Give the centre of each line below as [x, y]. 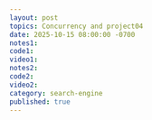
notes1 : [24, 43]
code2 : [22, 77]
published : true [40, 102]
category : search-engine [56, 93]
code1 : [22, 51]
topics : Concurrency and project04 [76, 26]
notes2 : [24, 69]
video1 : [24, 60]
